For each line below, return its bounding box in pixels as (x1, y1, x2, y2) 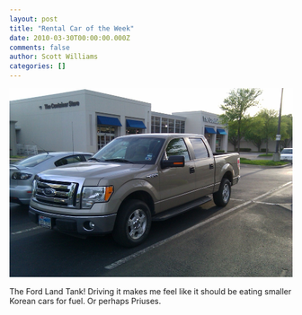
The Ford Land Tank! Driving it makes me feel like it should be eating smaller (9, 286, 292, 297)
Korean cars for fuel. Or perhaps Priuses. (9, 296, 162, 307)
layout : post (9, 14, 58, 23)
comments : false (9, 43, 70, 52)
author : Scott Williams (9, 52, 99, 62)
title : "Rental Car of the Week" (9, 23, 135, 33)
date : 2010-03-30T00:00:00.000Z (9, 33, 130, 42)
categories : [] (9, 62, 67, 71)
